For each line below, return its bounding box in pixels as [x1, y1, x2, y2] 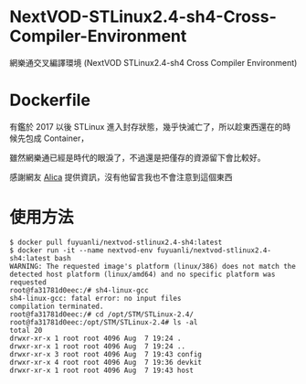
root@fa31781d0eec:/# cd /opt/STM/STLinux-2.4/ [9, 309, 195, 319]
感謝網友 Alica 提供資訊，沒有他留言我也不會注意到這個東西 [9, 171, 233, 182]
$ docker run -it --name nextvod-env [9, 245, 153, 255]
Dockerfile [9, 90, 91, 111]
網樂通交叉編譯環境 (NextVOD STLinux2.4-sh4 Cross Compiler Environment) [9, 57, 298, 68]
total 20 [9, 325, 43, 335]
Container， [43, 133, 90, 144]
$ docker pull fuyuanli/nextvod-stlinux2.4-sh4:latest [9, 238, 223, 247]
